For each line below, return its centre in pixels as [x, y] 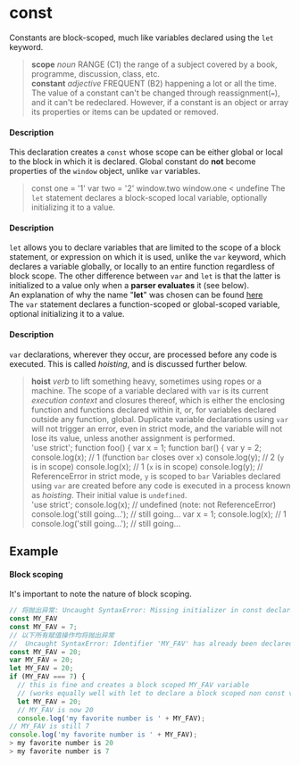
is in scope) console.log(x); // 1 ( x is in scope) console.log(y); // [147, 466]
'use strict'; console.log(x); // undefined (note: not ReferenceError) [154, 504]
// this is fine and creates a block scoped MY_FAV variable [133, 686]
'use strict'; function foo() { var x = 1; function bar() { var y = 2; [146, 447]
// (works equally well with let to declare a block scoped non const [151, 693]
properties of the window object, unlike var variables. [105, 171]
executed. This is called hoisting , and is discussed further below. [128, 363]
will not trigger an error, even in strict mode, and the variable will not [157, 428]
